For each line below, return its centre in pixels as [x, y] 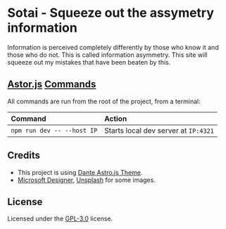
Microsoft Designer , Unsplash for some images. [87, 180]
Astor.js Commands [52, 85]
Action [116, 119]
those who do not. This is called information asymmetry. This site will [107, 55]
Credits [24, 156]
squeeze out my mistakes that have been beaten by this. [89, 62]
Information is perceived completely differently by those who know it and [113, 47]
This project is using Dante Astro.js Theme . [80, 172]
